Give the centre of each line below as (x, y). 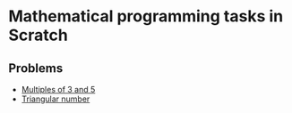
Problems (36, 68)
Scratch (38, 35)
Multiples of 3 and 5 (58, 89)
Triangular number (56, 99)
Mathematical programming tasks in (146, 16)
